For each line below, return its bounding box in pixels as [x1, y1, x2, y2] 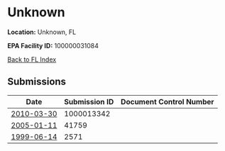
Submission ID [63, 96, 114, 106]
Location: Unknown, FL [7, 28, 77, 36]
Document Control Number [120, 96, 214, 106]
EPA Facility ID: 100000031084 [7, 41, 99, 50]
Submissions [7, 76, 66, 88]
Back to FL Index [7, 55, 57, 64]
